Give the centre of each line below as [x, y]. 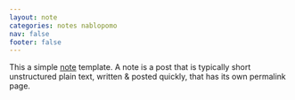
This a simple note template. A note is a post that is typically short [130, 67]
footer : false [36, 42]
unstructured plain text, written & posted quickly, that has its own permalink [148, 77]
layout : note [33, 17]
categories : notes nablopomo [63, 26]
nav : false [29, 34]
